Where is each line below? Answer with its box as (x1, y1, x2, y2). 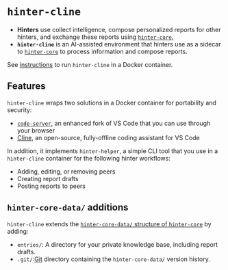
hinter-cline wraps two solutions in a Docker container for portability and (7, 98, 217, 107)
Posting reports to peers (16, 182, 86, 190)
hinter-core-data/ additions (7, 202, 129, 213)
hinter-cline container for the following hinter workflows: (7, 154, 171, 162)
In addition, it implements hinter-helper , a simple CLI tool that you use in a (7, 146, 218, 155)
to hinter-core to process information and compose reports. (16, 47, 188, 55)
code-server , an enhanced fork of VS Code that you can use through (16, 119, 211, 127)
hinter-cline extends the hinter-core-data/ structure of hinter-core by (7, 219, 212, 228)
